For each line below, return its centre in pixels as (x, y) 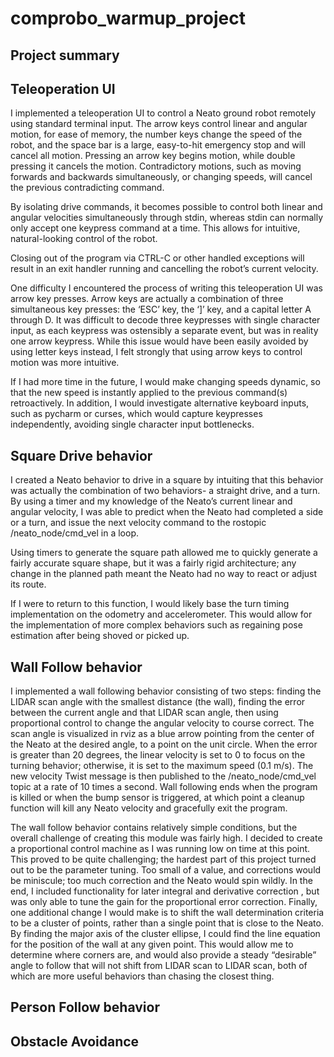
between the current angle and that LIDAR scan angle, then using (144, 713)
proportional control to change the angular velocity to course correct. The (162, 723)
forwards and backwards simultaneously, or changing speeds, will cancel (161, 177)
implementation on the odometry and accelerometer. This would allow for (161, 614)
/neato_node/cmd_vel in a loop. (74, 533)
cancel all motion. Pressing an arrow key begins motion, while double (153, 156)
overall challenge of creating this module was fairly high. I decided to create (166, 838)
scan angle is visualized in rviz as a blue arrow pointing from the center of (162, 734)
